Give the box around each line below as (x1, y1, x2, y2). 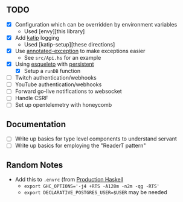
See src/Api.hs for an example (24, 54, 101, 61)
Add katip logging (14, 34, 59, 41)
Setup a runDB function (24, 68, 80, 75)
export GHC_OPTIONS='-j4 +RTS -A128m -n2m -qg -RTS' (24, 183, 160, 189)
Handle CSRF (14, 95, 48, 102)
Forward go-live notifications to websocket (14, 87, 122, 95)
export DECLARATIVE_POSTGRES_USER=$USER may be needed (24, 189, 167, 196)
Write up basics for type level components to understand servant (14, 135, 177, 142)
